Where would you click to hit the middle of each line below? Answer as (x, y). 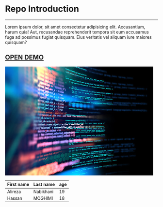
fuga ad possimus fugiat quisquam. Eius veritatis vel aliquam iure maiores (78, 37)
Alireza (14, 192)
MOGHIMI (43, 198)
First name (18, 184)
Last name (44, 184)
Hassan (15, 198)
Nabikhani (43, 192)
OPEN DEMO (24, 57)
